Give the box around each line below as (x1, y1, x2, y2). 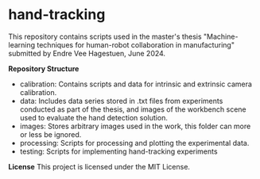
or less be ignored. (19, 129, 82, 139)
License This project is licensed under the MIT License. (8, 162, 191, 171)
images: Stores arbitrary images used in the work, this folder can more (19, 121, 251, 131)
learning (8, 40, 36, 49)
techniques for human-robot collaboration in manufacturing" (37, 40, 235, 49)
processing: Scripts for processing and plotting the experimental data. (19, 138, 250, 147)
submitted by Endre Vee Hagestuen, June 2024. (8, 48, 165, 58)
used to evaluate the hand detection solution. (19, 112, 169, 122)
